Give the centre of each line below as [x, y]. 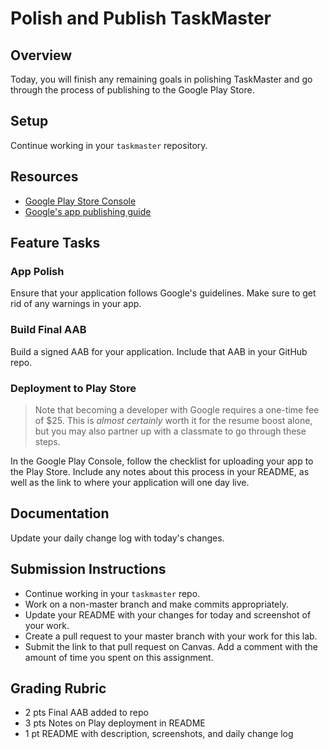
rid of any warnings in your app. [76, 304]
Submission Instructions [88, 569]
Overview [41, 55]
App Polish [37, 271]
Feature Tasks [55, 243]
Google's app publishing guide [88, 211]
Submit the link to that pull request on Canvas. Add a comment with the [171, 646]
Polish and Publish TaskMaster [141, 18]
